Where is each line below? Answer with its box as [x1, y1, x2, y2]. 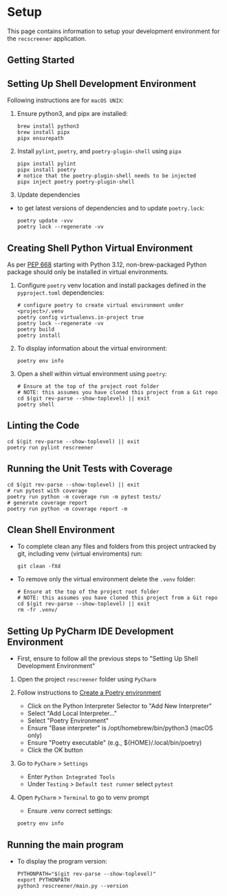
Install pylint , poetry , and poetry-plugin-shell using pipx [17, 147, 182, 155]
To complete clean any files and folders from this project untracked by [17, 543, 217, 551]
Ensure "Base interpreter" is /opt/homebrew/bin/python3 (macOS [27, 724, 213, 732]
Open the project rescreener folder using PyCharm [17, 675, 157, 683]
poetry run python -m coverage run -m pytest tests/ [7, 493, 162, 500]
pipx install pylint [17, 160, 76, 168]
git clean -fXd [17, 563, 61, 570]
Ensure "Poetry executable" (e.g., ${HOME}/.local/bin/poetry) [27, 739, 202, 747]
